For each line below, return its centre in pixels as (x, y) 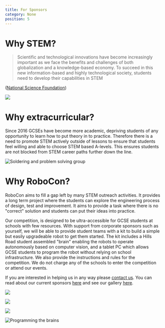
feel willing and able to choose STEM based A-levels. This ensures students (82, 147)
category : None (21, 14)
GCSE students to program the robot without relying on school (68, 252)
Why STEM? (31, 43)
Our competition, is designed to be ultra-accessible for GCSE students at (79, 220)
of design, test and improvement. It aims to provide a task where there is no (82, 206)
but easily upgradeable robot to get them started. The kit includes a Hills (78, 236)
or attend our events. (26, 268)
